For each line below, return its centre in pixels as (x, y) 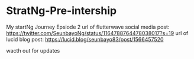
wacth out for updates (33, 50)
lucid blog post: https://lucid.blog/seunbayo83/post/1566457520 (85, 39)
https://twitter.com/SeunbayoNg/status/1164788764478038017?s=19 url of (97, 33)
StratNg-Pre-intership (62, 11)
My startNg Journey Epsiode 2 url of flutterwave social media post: (88, 27)
